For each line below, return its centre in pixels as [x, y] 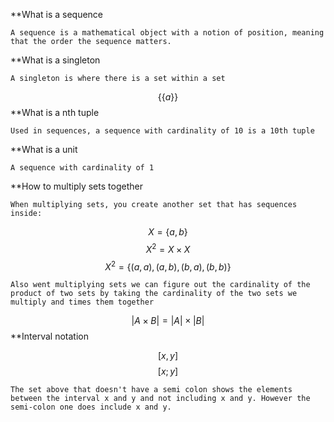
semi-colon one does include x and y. [91, 407]
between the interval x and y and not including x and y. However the [160, 399]
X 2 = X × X [168, 248]
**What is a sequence [57, 14]
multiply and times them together [82, 302]
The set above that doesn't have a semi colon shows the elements [151, 390]
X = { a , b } [168, 232]
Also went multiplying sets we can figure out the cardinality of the [160, 285]
